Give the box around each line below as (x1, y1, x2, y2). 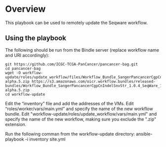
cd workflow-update (5, 92, 45, 97)
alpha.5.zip (5, 88, 30, 92)
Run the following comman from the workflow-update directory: (5, 131, 135, 137)
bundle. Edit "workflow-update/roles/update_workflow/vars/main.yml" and (5, 111, 157, 117)
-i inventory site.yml (25, 136, 66, 142)
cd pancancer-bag (5, 66, 41, 71)
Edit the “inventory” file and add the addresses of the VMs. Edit (5, 100, 134, 106)
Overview (5, 3, 46, 15)
